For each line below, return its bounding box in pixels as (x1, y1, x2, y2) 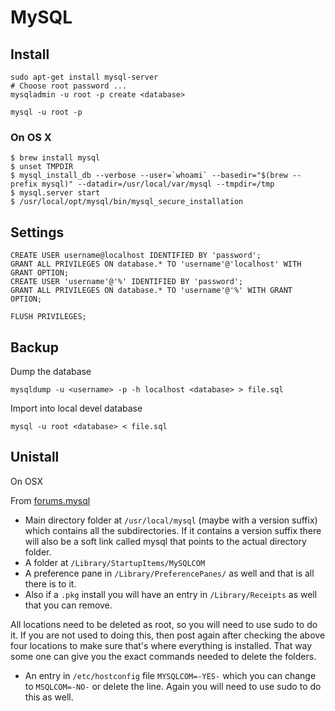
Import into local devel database (10, 402, 143, 414)
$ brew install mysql (10, 153, 101, 163)
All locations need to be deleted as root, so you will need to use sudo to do (10, 618, 318, 630)
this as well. (24, 691, 74, 703)
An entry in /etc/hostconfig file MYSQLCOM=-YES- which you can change (24, 669, 317, 681)
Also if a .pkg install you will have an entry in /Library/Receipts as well (24, 588, 318, 600)
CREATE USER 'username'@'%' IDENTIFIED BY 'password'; (10, 277, 244, 287)
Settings (10, 224, 65, 241)
